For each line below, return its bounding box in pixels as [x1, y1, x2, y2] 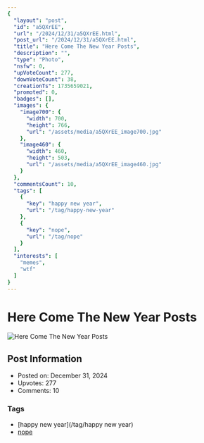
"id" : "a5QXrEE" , [13, 23, 65, 30]
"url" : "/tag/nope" [25, 233, 83, 240]
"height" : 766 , [25, 121, 71, 129]
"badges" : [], [13, 96, 55, 103]
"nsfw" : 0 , [13, 63, 46, 70]
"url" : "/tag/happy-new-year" [25, 207, 115, 214]
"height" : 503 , [25, 154, 71, 162]
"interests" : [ [13, 253, 58, 260]
